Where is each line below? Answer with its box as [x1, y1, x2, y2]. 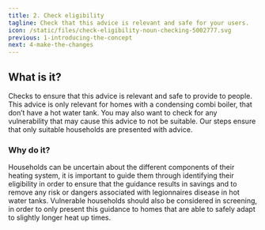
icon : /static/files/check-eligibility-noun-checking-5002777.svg [8, 26, 232, 34]
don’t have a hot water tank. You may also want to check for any [8, 107, 218, 117]
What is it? [8, 70, 62, 84]
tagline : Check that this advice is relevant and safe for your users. [8, 19, 249, 27]
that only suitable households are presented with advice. [8, 124, 193, 134]
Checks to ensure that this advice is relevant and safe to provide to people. [8, 91, 253, 100]
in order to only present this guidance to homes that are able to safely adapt [8, 205, 256, 214]
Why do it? [8, 144, 51, 155]
